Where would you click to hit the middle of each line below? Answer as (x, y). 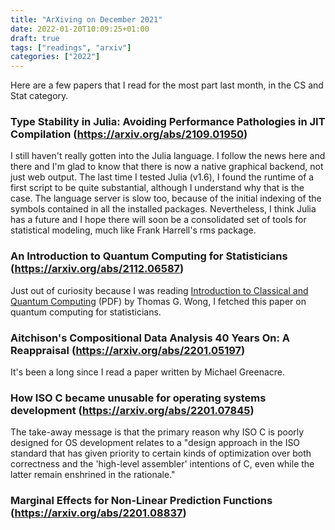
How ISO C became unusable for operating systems (138, 398)
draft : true (35, 38)
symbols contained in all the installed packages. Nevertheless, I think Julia (163, 209)
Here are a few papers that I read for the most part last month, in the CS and (167, 85)
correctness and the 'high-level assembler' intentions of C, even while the (162, 464)
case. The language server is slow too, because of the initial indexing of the (166, 198)
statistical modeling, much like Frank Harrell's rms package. (133, 230)
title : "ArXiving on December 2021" (86, 19)
